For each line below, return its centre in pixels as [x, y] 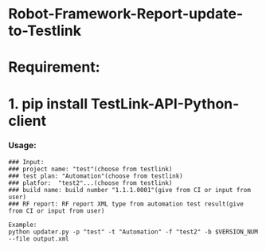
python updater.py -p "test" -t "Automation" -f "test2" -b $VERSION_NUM [133, 232]
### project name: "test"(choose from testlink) [90, 169]
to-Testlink [45, 31]
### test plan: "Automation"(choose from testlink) [96, 176]
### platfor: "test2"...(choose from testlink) [90, 183]
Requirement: [55, 67]
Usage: [23, 146]
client [27, 121]
